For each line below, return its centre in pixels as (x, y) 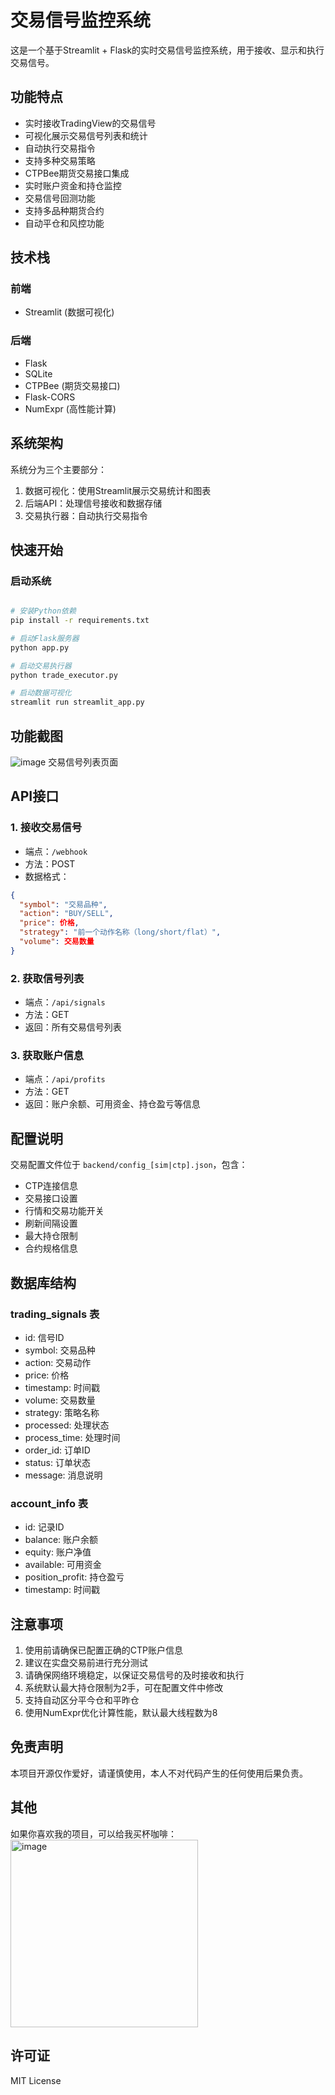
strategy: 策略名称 (62, 1412)
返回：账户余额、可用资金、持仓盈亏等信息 (112, 1104)
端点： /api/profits (65, 1079)
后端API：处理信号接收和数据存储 (93, 503)
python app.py (40, 647)
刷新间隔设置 (51, 1223)
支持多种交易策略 (60, 160)
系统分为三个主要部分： (58, 469)
